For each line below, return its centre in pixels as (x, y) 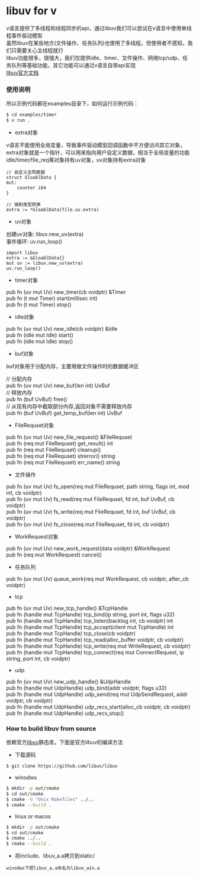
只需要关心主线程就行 (37, 50)
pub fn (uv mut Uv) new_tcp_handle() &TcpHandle (67, 608)
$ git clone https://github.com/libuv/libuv (62, 766)
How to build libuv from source (51, 729)
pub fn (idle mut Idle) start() (40, 335)
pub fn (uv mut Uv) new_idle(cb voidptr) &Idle (62, 328)
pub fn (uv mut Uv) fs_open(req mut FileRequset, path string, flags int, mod (98, 486)
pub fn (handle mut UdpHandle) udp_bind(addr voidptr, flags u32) (86, 688)
